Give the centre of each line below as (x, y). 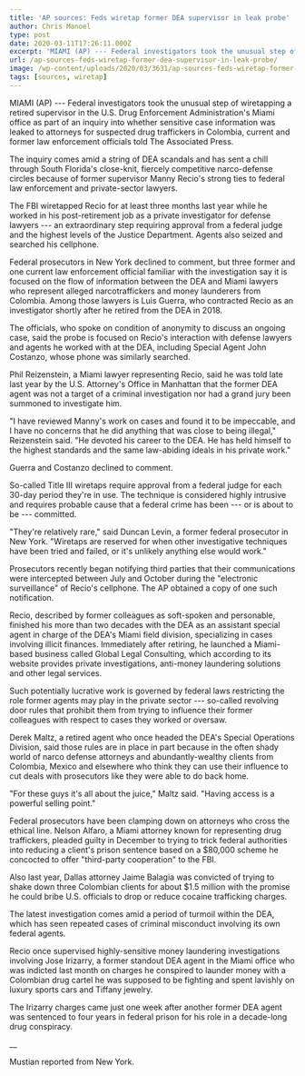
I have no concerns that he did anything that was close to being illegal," (143, 430)
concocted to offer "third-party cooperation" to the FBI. (113, 859)
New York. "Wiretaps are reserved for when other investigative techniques (148, 541)
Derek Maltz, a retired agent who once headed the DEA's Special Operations (152, 737)
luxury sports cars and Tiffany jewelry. (81, 989)
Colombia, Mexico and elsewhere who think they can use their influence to (149, 766)
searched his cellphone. (54, 244)
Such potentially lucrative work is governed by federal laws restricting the (147, 691)
